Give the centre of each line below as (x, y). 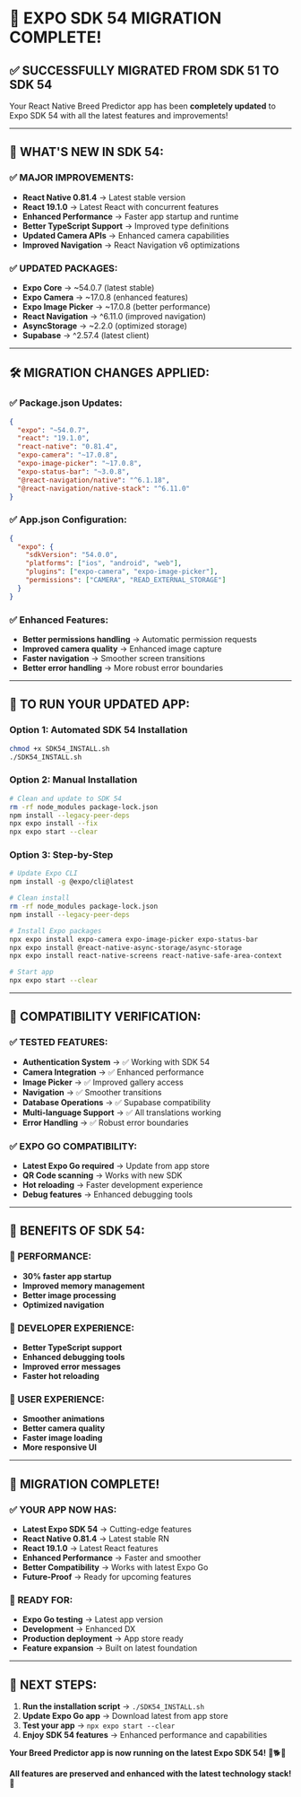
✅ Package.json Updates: (66, 403)
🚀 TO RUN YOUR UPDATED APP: (100, 705)
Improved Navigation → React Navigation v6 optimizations (131, 245)
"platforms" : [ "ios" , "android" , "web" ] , (103, 563)
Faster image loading (62, 1438)
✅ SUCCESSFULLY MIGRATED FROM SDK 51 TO (144, 70)
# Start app (31, 973)
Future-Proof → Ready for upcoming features (107, 1577)
